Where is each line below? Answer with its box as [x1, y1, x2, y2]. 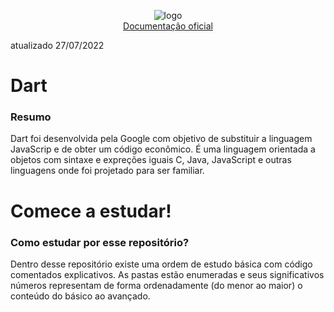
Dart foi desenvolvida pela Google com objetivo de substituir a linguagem [10, 133, 313, 145]
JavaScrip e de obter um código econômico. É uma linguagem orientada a [10, 143, 316, 155]
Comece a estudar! [10, 200, 172, 222]
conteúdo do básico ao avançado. [10, 290, 151, 302]
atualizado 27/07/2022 [10, 40, 105, 51]
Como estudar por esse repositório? [10, 235, 190, 249]
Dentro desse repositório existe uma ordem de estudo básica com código [10, 258, 313, 270]
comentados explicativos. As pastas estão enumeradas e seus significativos [10, 268, 325, 280]
